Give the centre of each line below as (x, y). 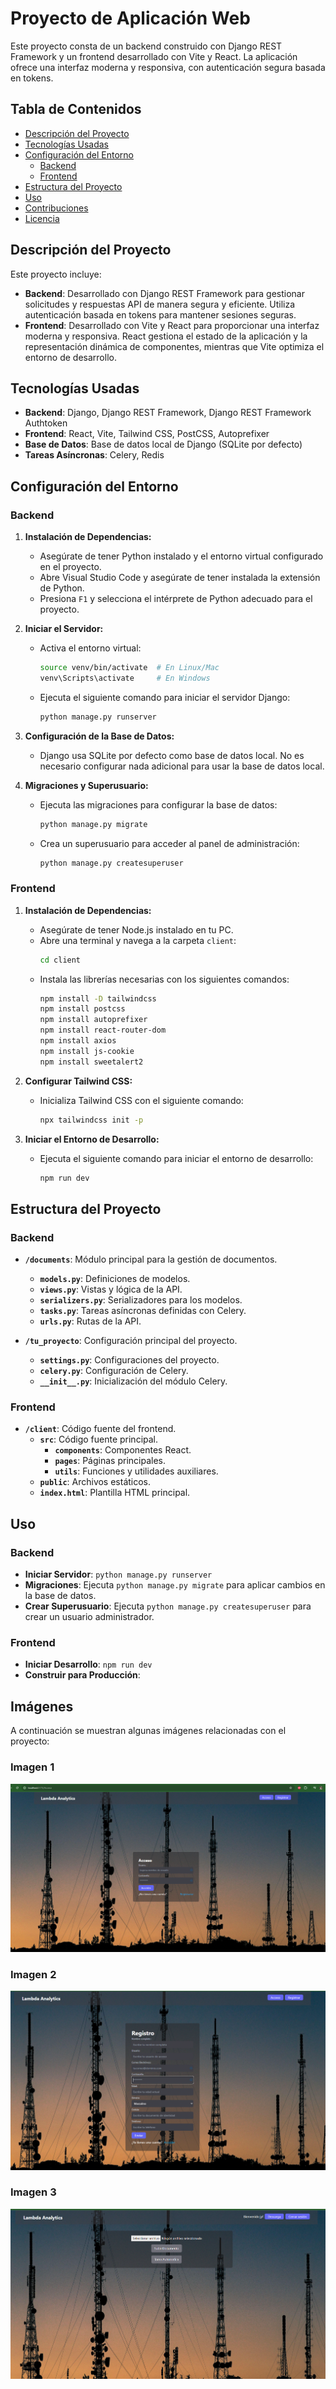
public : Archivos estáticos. (95, 1482)
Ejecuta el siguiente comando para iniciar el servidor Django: (165, 697)
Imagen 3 (33, 2192)
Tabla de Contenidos (76, 109)
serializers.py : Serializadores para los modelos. (141, 1300)
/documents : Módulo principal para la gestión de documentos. (151, 1259)
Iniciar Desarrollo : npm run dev (88, 1664)
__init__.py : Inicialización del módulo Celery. (133, 1381)
